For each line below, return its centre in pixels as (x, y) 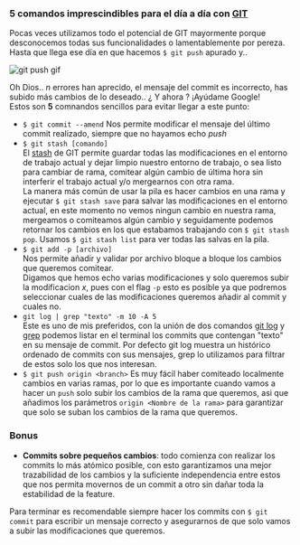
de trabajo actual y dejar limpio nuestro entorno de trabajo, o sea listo (152, 163)
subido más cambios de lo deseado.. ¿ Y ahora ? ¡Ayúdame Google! (135, 97)
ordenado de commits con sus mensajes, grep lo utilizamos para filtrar (154, 354)
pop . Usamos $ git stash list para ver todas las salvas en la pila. (145, 240)
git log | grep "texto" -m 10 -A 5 (89, 317)
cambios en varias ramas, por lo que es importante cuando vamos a (149, 383)
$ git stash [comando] (65, 144)
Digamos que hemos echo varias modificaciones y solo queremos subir (155, 277)
